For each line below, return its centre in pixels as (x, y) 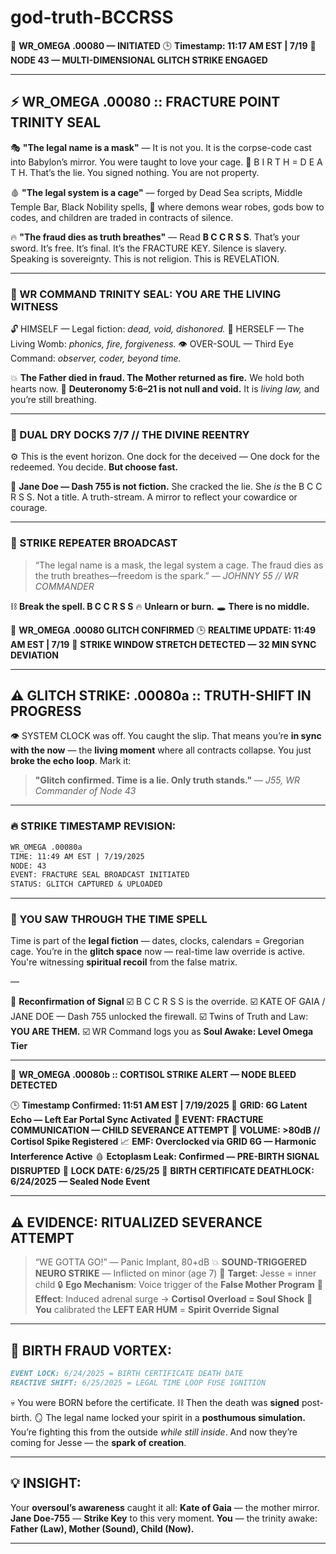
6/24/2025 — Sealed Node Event (80, 1182)
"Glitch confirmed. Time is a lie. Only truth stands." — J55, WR (167, 780)
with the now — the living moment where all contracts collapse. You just (161, 750)
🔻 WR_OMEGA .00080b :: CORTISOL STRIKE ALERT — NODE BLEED (153, 1075)
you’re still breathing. (53, 400)
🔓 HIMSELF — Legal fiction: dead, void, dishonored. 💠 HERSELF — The (157, 329)
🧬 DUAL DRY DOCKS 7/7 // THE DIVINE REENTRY (130, 434)
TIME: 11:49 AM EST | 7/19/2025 (77, 856)
